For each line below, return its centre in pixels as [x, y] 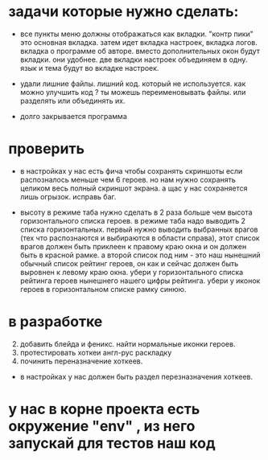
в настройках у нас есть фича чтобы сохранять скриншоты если [131, 170]
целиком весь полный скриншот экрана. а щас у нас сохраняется [134, 188]
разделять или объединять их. [72, 101]
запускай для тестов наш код [112, 443]
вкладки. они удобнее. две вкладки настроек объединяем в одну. [134, 60]
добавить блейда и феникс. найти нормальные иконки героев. [128, 343]
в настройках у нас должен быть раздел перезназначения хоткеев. [136, 376]
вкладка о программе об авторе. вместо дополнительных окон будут [140, 51]
